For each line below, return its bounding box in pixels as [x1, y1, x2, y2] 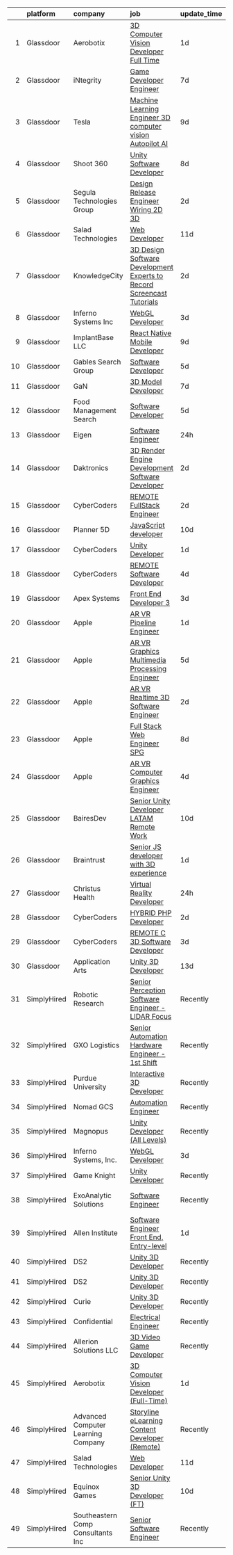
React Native [130, 328, 172, 338]
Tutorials [130, 297, 158, 307]
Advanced [73, 1412, 107, 1421]
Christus [73, 884, 101, 893]
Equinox [73, 1482, 100, 1491]
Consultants [73, 1528, 113, 1538]
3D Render [130, 446, 165, 455]
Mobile [130, 337, 153, 346]
